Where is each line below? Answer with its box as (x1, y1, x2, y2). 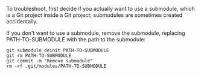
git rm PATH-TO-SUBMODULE (6, 53, 71, 59)
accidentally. (6, 18, 38, 25)
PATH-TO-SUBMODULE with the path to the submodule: (6, 36, 146, 43)
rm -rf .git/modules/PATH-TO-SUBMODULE (6, 63, 107, 69)
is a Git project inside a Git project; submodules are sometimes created (6, 11, 183, 19)
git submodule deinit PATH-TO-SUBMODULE (6, 47, 110, 53)
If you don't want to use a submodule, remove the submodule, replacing (6, 29, 185, 37)
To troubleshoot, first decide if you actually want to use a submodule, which (6, 5, 195, 12)
